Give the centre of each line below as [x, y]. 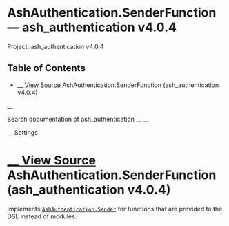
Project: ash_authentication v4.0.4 [56, 46]
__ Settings [22, 132]
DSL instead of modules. [42, 216]
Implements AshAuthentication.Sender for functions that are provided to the [115, 209]
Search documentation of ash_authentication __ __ [78, 119]
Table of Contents [47, 68]
